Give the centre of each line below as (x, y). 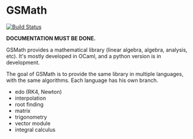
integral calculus (35, 129)
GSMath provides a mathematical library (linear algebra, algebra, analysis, (97, 50)
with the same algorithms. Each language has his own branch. (82, 80)
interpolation (30, 98)
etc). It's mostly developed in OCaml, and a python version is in (84, 56)
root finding (29, 104)
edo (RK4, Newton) (38, 91)
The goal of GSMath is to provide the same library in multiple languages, (95, 74)
